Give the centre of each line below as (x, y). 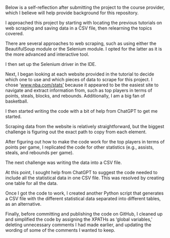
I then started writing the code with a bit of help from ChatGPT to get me (81, 111)
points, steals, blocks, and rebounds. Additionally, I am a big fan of (75, 96)
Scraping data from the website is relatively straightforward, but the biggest (85, 126)
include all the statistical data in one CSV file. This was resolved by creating (85, 178)
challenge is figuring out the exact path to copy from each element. (76, 132)
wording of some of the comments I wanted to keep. (60, 230)
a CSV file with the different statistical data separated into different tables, (83, 198)
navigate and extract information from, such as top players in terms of (79, 90)
